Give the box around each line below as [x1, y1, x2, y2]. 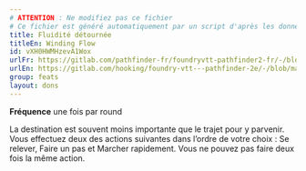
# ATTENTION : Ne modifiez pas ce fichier [9, 13, 173, 23]
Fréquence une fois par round [9, 106, 123, 116]
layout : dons [9, 81, 59, 90]
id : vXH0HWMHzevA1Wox [9, 47, 92, 56]
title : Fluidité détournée [9, 30, 112, 39]
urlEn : [9, 65, 35, 74]
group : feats [9, 73, 59, 82]
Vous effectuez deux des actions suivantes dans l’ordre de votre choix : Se [9, 133, 290, 144]
